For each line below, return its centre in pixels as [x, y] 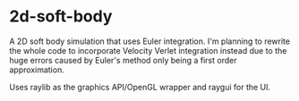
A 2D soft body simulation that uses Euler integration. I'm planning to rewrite [150, 41]
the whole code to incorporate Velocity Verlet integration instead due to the [148, 50]
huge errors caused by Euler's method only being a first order [123, 60]
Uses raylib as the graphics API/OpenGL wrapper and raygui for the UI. [140, 87]
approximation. [37, 70]
